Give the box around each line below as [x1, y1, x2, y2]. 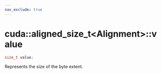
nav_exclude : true [4, 7, 42, 12]
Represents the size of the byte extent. [4, 64, 83, 70]
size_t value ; [4, 55, 34, 60]
